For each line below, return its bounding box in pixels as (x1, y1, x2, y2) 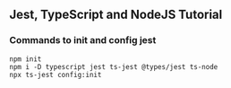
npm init (9, 54, 42, 64)
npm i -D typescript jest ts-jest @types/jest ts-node (9, 62, 218, 71)
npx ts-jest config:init (9, 70, 102, 79)
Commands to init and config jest (9, 34, 157, 47)
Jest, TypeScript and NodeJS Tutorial (9, 7, 223, 22)
